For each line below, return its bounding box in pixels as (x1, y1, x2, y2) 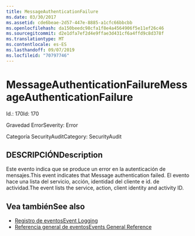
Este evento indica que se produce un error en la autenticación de (6, 166, 166, 173)
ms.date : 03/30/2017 (6, 14, 57, 20)
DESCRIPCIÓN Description (6, 150, 103, 160)
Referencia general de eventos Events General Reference (14, 224, 152, 231)
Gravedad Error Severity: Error (6, 122, 78, 129)
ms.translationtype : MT (6, 36, 65, 42)
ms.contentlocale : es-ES (6, 42, 67, 48)
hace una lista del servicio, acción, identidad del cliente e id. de (6, 178, 160, 185)
